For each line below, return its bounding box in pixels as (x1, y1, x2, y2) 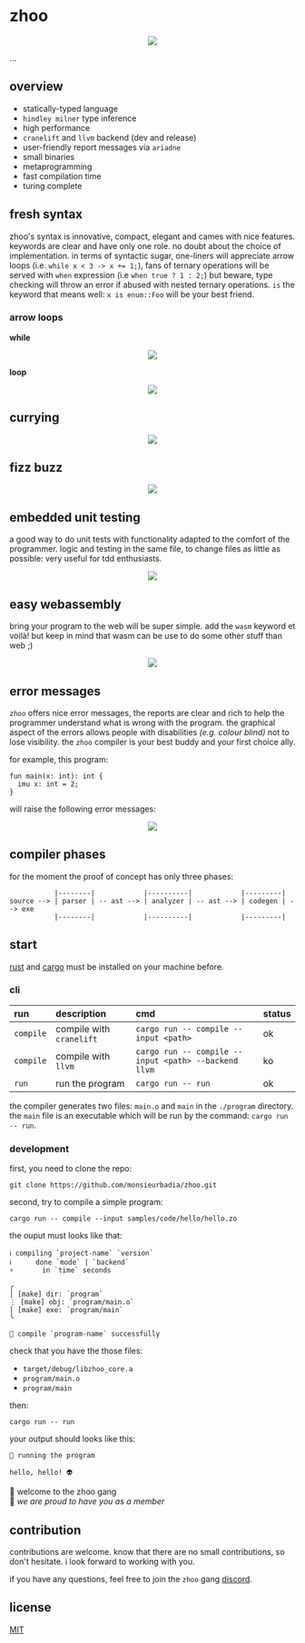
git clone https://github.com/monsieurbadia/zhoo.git (9, 1180, 218, 1190)
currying (9, 410, 60, 425)
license (9, 1600, 52, 1616)
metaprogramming (22, 161, 93, 172)
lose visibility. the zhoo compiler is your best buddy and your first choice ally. (9, 736, 296, 747)
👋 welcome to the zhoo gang (9, 1487, 117, 1498)
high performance (22, 122, 91, 133)
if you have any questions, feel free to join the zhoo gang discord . (9, 1573, 252, 1584)
